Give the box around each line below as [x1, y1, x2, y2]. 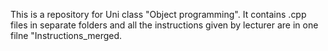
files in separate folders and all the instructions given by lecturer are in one [10, 19, 319, 31]
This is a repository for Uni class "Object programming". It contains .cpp [10, 9, 307, 20]
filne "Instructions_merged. [10, 30, 123, 41]
